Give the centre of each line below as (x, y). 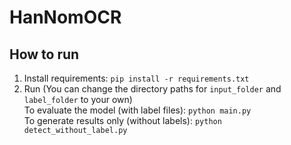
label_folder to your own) (78, 99)
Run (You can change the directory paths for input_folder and (152, 89)
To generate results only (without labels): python (122, 120)
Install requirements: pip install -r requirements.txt (136, 78)
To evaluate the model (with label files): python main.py (137, 110)
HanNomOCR (65, 17)
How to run (44, 54)
